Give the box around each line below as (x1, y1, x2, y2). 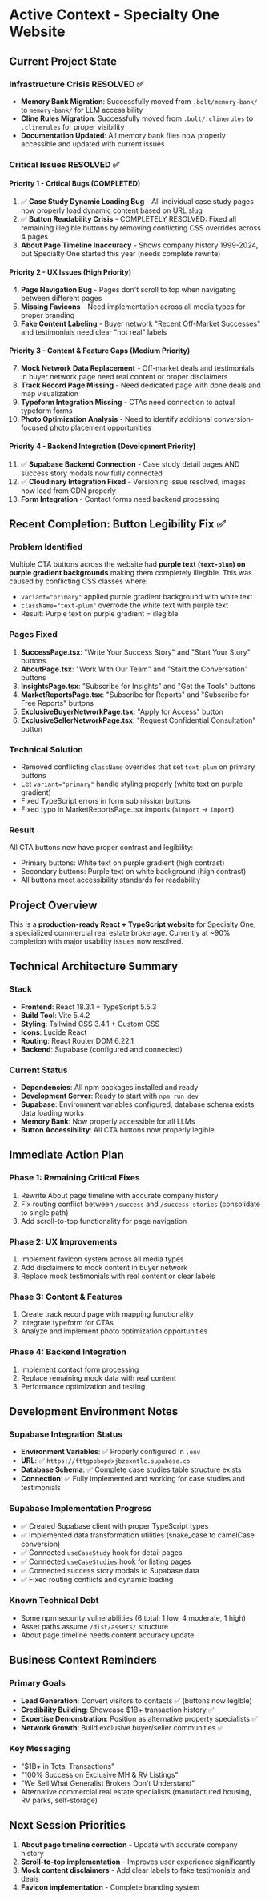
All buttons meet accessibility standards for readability (20, 875, 201, 885)
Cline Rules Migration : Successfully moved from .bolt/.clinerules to (20, 114, 254, 123)
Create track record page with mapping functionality (20, 1309, 195, 1319)
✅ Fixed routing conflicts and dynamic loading (20, 1574, 174, 1584)
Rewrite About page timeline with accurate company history (20, 1190, 219, 1200)
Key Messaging (9, 1743, 71, 1754)
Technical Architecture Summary (9, 960, 179, 973)
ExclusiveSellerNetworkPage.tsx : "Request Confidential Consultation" (20, 715, 256, 725)
